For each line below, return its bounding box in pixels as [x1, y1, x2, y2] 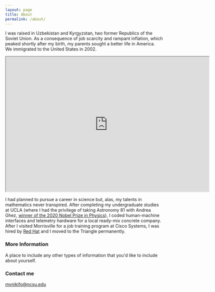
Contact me [5, 270, 34, 277]
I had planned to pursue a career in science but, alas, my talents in [5, 197, 142, 203]
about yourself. [5, 258, 36, 264]
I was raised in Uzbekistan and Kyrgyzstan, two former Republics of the [5, 30, 152, 36]
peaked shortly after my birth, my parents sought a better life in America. [5, 41, 155, 47]
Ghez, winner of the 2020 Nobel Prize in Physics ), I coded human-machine [5, 213, 160, 219]
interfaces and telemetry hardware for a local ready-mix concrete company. [5, 218, 161, 224]
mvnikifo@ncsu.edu [5, 281, 46, 287]
